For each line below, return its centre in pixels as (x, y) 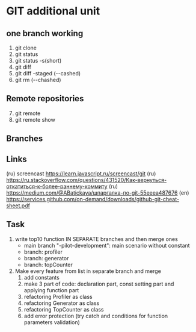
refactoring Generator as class (62, 303)
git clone (26, 48)
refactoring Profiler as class (58, 296)
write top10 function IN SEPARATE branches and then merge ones (96, 239)
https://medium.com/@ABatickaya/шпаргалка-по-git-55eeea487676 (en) (98, 193)
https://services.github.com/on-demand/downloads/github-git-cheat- (93, 199)
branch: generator (46, 258)
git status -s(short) (38, 61)
